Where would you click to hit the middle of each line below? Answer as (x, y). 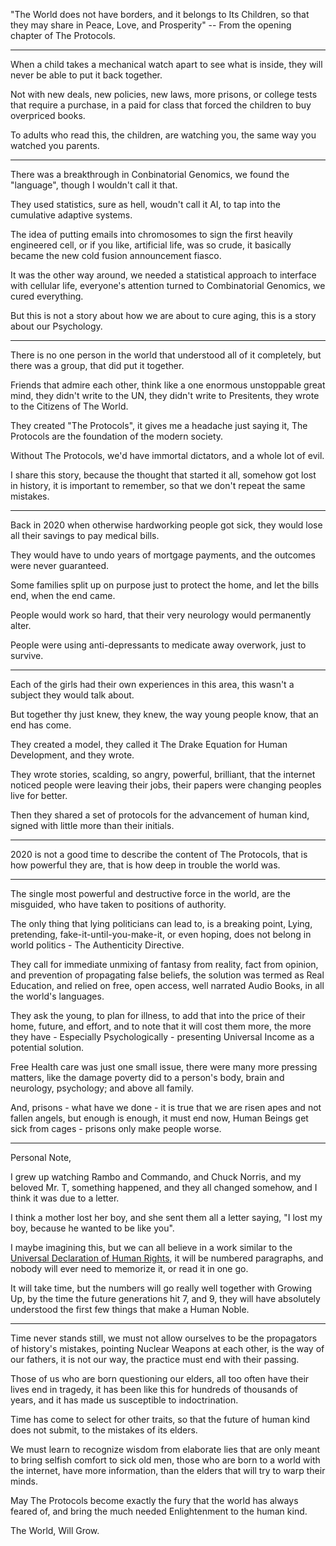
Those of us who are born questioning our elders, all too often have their (160, 1378)
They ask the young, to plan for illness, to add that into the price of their (158, 1015)
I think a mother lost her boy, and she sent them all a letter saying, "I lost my (166, 1217)
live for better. (39, 795)
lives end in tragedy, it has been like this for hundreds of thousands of (154, 1389)
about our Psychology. (56, 326)
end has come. (41, 725)
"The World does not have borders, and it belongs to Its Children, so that (160, 14)
